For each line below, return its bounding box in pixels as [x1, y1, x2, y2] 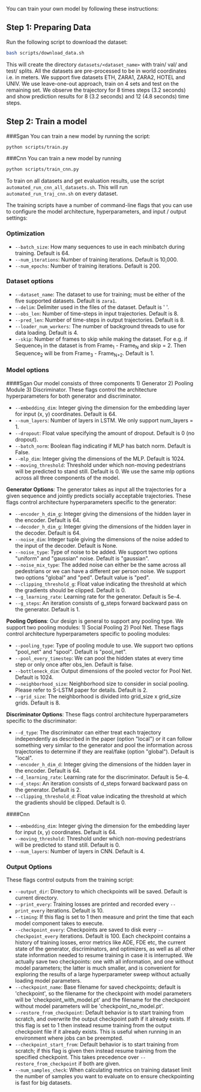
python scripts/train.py [6, 144, 68, 150]
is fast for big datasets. [14, 1079, 72, 1087]
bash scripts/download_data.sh [6, 50, 85, 56]
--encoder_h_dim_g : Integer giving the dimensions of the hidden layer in [14, 510, 191, 517]
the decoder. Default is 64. [14, 529, 81, 536]
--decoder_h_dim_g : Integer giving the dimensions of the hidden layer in [14, 523, 191, 530]
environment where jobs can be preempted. [14, 1034, 124, 1042]
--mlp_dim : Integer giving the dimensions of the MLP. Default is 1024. [14, 455, 185, 462]
